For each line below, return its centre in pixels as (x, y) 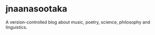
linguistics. (16, 27)
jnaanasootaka (37, 9)
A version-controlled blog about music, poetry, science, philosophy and (78, 22)
